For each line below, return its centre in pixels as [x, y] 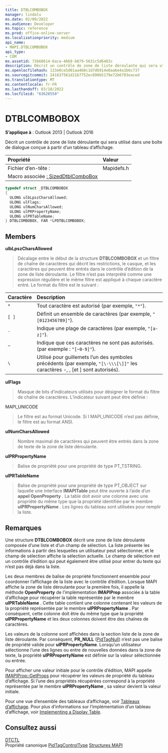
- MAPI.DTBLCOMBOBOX [27, 47]
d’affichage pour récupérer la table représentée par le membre [69, 598]
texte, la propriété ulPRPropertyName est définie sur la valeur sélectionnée [83, 655]
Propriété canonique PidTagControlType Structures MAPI [64, 745]
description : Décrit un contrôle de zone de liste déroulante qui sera [81, 66]
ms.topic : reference [27, 29]
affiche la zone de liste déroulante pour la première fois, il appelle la [75, 587]
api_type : [15, 52]
